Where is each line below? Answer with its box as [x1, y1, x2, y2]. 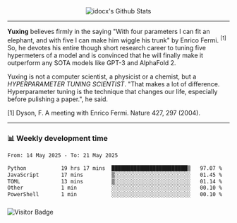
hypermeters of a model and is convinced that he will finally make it [7, 51, 203, 59]
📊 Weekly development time [7, 133, 108, 143]
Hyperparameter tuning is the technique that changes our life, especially [7, 87, 218, 96]
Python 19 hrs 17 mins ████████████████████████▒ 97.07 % [7, 164, 222, 172]
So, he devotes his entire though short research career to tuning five [7, 43, 207, 52]
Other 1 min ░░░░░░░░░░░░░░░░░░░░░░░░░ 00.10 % [7, 184, 222, 192]
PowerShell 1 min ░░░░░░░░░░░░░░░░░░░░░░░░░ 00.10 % [7, 191, 222, 198]
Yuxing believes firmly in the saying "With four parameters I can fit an [7, 28, 210, 35]
